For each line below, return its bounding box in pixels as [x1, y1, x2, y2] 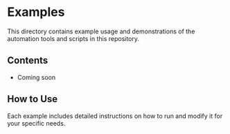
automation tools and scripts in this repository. [7, 34, 140, 42]
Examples [7, 4, 65, 20]
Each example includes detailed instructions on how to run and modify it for [7, 112, 223, 120]
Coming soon [17, 73, 56, 81]
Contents [7, 55, 48, 67]
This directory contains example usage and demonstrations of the [7, 27, 195, 35]
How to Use [7, 93, 58, 105]
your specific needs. [7, 119, 66, 127]
